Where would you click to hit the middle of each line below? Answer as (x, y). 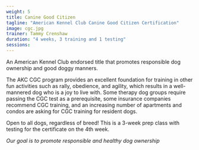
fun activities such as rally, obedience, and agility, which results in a (89, 86)
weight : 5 (18, 12)
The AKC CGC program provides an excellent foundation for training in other (99, 79)
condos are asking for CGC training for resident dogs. (72, 111)
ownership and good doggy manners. (52, 68)
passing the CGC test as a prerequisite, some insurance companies (89, 98)
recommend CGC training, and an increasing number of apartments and (94, 105)
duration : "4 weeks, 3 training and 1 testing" (66, 39)
